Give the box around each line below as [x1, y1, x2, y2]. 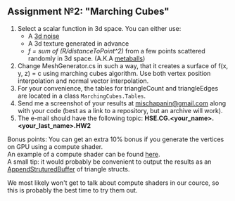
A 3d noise [27, 32, 60, 40]
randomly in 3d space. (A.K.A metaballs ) [27, 54, 146, 63]
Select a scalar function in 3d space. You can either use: [17, 24, 182, 32]
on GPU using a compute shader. [7, 142, 103, 150]
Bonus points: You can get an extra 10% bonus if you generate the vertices [7, 135, 224, 143]
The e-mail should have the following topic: [17, 114, 144, 122]
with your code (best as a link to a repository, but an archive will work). [17, 106, 223, 115]
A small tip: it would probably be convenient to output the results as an [7, 157, 212, 166]
